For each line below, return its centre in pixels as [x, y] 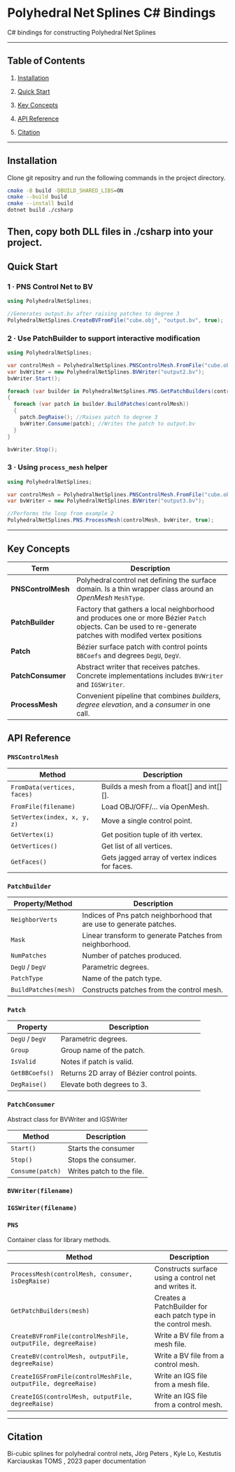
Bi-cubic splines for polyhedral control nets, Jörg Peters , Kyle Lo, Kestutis [114, 1454]
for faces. [117, 866]
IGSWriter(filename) [42, 1208]
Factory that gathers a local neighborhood [145, 609]
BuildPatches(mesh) [43, 989]
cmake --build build [37, 197]
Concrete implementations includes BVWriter [150, 676]
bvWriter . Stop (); [33, 449]
